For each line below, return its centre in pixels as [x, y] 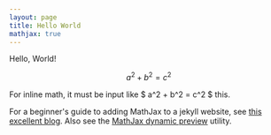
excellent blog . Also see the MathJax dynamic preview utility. [120, 121]
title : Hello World [45, 26]
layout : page [33, 17]
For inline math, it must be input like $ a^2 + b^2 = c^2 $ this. [120, 94]
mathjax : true [35, 34]
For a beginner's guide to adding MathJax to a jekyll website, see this [136, 112]
